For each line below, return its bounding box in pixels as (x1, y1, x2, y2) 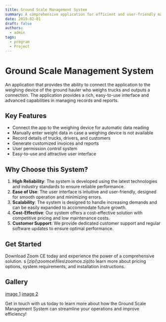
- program (9, 40, 30, 44)
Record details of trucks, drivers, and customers (12, 135, 111, 141)
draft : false (5, 21, 32, 26)
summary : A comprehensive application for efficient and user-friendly (5, 12, 156, 17)
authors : (5, 26, 23, 31)
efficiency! (5, 311, 27, 317)
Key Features (5, 112, 47, 120)
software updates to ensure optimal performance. (12, 226, 114, 232)
